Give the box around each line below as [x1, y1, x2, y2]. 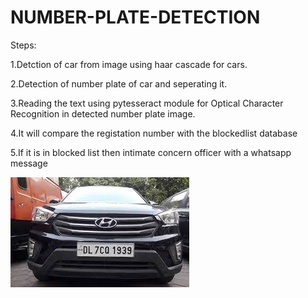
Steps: [10, 39, 37, 51]
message [10, 157, 48, 169]
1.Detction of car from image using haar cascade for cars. [10, 58, 248, 70]
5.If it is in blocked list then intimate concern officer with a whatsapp [10, 146, 292, 158]
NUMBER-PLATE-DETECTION [10, 6, 261, 29]
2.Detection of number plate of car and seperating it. [10, 77, 228, 90]
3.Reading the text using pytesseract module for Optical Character [10, 97, 284, 109]
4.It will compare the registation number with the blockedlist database [10, 127, 298, 139]
